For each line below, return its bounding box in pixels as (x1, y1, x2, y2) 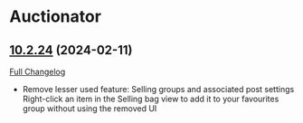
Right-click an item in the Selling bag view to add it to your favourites (22, 93, 279, 104)
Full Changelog (9, 66, 66, 77)
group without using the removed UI (22, 103, 157, 114)
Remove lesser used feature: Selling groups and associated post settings (22, 84, 295, 94)
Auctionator (9, 6, 102, 27)
